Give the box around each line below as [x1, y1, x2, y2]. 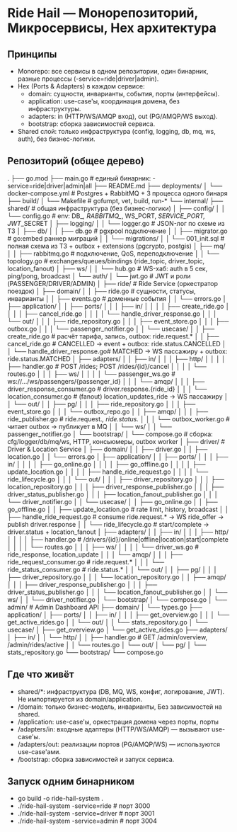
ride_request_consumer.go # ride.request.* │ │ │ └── [7, 557, 165, 566]
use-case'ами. [17, 747, 62, 756]
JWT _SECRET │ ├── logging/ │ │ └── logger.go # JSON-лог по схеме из [7, 219, 225, 227]
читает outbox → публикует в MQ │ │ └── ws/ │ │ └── [7, 422, 172, 431]
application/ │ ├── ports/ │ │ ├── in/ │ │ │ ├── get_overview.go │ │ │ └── [7, 610, 230, 619]
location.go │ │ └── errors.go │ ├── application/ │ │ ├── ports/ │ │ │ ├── [7, 452, 229, 461]
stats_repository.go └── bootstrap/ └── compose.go [7, 648, 164, 656]
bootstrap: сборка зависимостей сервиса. [28, 120, 156, 128]
